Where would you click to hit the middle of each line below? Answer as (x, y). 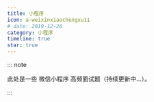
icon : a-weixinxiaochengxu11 (49, 20)
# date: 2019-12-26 (35, 26)
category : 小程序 (30, 33)
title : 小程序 (26, 13)
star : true (23, 45)
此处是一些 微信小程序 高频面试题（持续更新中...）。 (79, 79)
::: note (17, 65)
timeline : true (29, 39)
